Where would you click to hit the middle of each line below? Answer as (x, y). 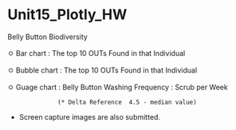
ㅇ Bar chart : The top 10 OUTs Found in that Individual (96, 53)
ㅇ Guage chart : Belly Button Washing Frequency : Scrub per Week (118, 87)
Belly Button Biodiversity (48, 37)
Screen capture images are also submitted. (90, 116)
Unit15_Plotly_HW (67, 15)
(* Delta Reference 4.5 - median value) (127, 102)
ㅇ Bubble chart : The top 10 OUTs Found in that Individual (102, 70)
